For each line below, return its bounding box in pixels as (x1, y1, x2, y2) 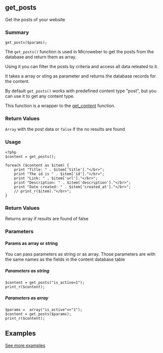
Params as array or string (5, 240, 58, 246)
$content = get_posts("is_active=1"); (5, 280, 85, 285)
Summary (5, 29, 30, 36)
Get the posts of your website (5, 16, 65, 22)
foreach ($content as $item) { (5, 162, 69, 168)
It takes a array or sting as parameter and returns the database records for (5, 73, 156, 79)
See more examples (5, 342, 46, 348)
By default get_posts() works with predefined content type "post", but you (5, 88, 157, 94)
